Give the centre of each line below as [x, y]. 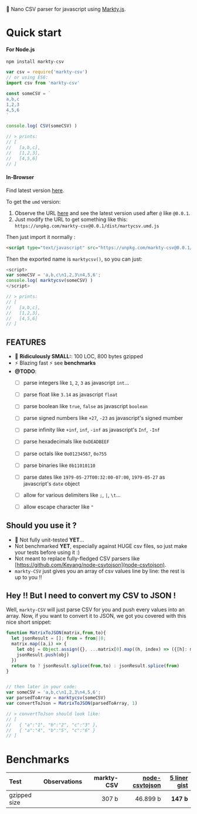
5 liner [179, 778]
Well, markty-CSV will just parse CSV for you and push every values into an [95, 610]
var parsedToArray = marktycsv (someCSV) [56, 698]
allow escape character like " [58, 507]
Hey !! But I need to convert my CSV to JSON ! [91, 596]
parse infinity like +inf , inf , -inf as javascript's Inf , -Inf [91, 430]
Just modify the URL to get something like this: [71, 219]
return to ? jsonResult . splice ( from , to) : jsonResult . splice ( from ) [96, 666]
